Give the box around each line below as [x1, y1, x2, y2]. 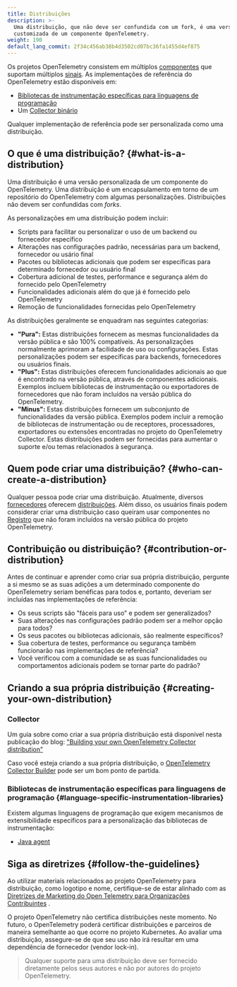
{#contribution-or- [143, 543, 227, 555]
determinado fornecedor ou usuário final [17, 265, 136, 273]
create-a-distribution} [7, 474, 107, 486]
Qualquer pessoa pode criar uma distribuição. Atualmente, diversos [7, 492, 204, 501]
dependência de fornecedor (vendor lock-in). [7, 943, 139, 952]
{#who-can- [167, 463, 224, 475]
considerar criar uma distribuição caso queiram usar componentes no [7, 508, 210, 516]
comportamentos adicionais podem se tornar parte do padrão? [17, 662, 201, 670]
